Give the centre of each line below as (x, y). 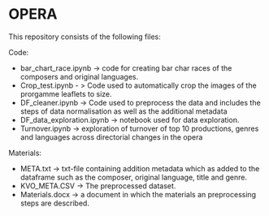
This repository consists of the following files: (85, 37)
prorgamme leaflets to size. (66, 93)
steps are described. (54, 203)
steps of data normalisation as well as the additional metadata (124, 111)
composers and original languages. (79, 76)
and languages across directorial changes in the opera (111, 137)
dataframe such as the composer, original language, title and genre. (134, 177)
